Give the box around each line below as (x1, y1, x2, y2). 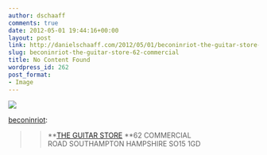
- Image (8, 78, 34, 86)
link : (8, 41, 26, 49)
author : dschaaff (8, 11, 66, 20)
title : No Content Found (8, 56, 91, 64)
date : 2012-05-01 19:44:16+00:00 (8, 26, 119, 34)
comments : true (8, 19, 59, 27)
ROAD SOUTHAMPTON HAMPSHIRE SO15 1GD (47, 138, 201, 148)
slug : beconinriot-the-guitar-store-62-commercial (8, 48, 180, 56)
